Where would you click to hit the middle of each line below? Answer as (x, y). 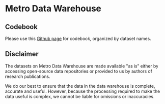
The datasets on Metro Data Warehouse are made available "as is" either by (82, 66)
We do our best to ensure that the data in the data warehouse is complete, (80, 86)
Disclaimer (22, 54)
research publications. (28, 76)
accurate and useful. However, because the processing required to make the (82, 91)
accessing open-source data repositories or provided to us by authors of (79, 71)
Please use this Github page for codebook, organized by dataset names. (78, 38)
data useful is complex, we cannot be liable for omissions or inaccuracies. (80, 96)
